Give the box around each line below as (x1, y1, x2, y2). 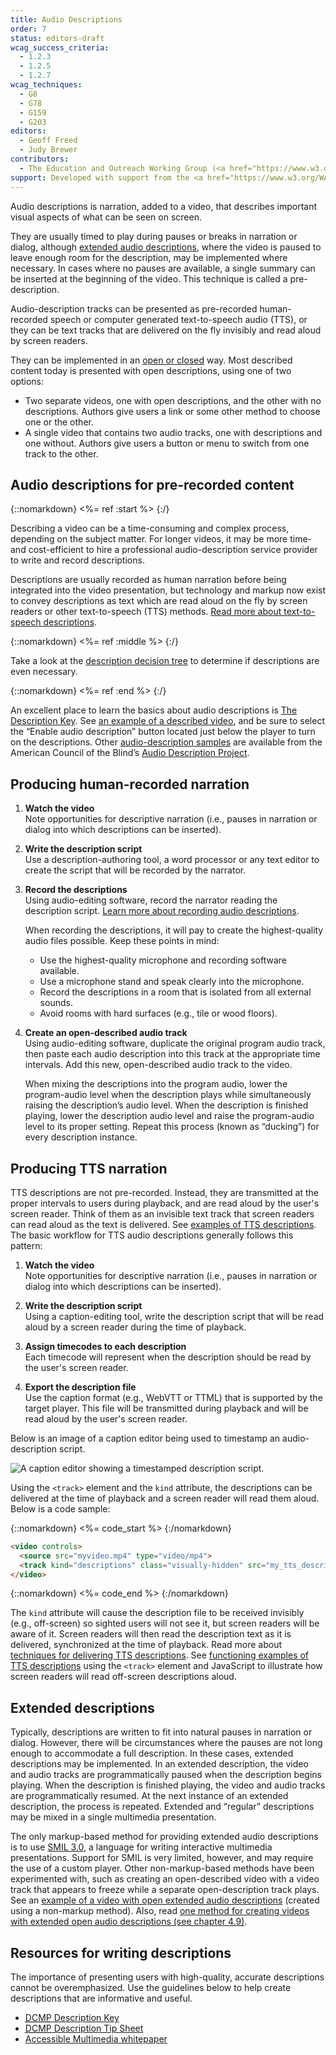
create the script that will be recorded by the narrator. (24, 864, 247, 876)
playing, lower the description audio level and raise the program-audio (24, 1110, 315, 1122)
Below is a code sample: (10, 1502, 111, 1515)
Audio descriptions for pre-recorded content (10, 476, 295, 493)
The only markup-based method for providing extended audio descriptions (10, 1831, 319, 1843)
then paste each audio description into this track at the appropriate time (24, 1048, 321, 1060)
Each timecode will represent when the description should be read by (24, 1351, 312, 1363)
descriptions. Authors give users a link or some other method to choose (24, 405, 321, 417)
